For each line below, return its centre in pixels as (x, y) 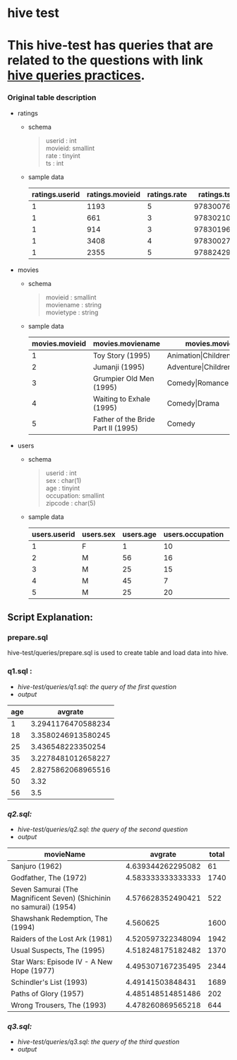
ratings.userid (56, 194)
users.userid (53, 534)
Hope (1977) (33, 970)
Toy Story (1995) (122, 355)
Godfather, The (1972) (49, 877)
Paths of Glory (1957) (48, 993)
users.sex (99, 534)
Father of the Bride (124, 419)
